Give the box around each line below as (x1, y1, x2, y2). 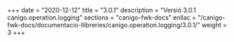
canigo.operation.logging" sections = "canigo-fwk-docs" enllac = (7, 13, 196, 22)
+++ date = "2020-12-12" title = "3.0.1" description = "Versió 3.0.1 (7, 6, 196, 14)
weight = (202, 21, 228, 29)
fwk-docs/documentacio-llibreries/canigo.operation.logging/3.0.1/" (7, 21, 201, 29)
